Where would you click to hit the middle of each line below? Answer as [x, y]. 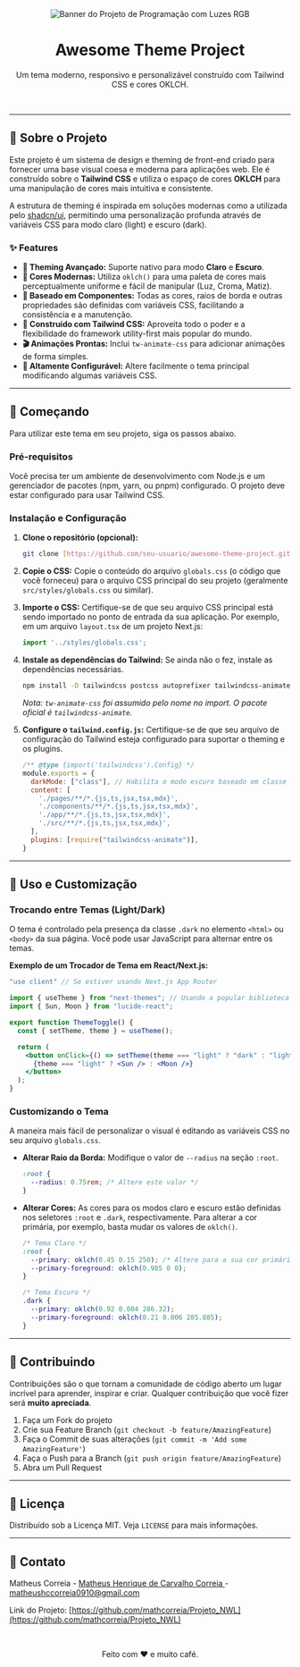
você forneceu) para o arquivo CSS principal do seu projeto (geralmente [155, 581]
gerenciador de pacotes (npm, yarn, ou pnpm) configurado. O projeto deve [147, 485]
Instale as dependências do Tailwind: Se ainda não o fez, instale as [147, 660]
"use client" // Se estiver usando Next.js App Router [113, 982]
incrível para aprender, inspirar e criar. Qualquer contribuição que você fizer [149, 1393]
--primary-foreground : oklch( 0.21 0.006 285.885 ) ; [127, 1318]
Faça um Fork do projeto [67, 1419]
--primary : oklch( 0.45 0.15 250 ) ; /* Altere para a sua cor [145, 1259]
